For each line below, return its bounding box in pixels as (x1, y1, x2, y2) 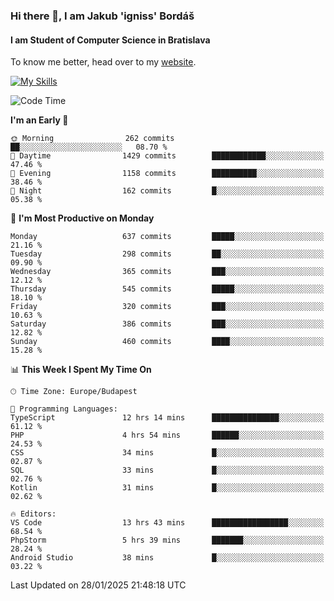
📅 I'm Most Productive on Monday (10, 212, 155, 224)
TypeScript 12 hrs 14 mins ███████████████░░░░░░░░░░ (10, 413, 325, 423)
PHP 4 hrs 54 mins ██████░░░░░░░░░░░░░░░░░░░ (10, 430, 325, 441)
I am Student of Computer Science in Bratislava (10, 34, 211, 46)
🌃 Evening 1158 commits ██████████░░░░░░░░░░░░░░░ (10, 169, 325, 179)
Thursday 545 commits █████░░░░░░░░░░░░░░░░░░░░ (10, 284, 325, 294)
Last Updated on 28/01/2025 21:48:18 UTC (10, 579, 187, 591)
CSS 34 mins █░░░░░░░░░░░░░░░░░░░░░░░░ (10, 448, 325, 458)
